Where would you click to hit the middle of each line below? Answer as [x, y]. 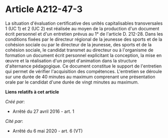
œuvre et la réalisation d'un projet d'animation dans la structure [71, 60]
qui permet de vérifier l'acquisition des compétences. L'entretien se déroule [84, 71]
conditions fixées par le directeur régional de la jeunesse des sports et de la [84, 39]
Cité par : [14, 121]
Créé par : [15, 101]
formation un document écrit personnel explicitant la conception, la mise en [83, 55]
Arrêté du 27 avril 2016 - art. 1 [43, 111]
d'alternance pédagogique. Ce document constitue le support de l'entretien [83, 66]
